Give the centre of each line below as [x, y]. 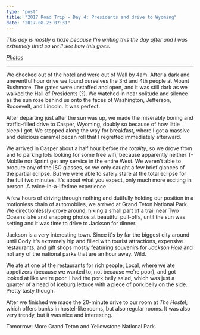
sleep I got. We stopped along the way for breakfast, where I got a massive [98, 131]
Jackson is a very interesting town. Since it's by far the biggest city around [98, 235]
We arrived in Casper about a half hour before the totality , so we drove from [99, 148]
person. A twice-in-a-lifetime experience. [57, 187]
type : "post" [22, 12]
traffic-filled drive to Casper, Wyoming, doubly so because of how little [93, 124]
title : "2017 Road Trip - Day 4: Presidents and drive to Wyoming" [92, 17]
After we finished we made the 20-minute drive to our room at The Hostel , [97, 302]
